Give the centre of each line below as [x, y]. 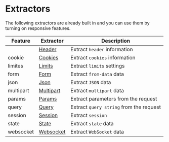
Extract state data [92, 123]
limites [16, 65]
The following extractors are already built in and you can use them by [78, 23]
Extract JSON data [91, 82]
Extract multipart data [97, 90]
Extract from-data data [97, 74]
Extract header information [102, 49]
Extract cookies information [103, 57]
